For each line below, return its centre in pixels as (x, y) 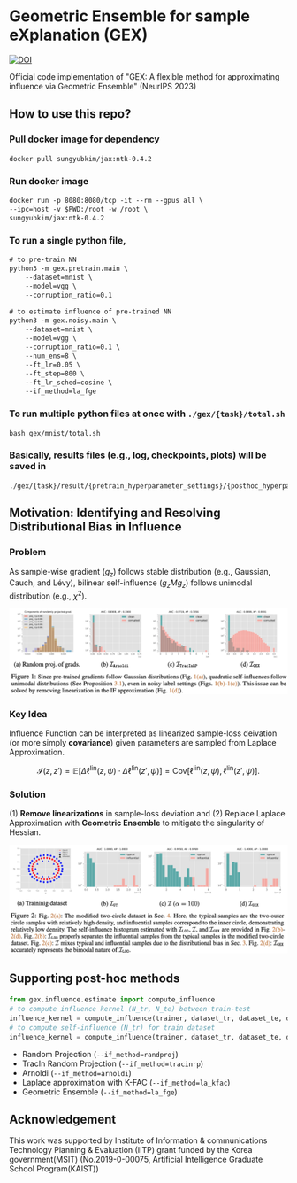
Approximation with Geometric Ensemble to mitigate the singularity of (137, 823)
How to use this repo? (70, 114)
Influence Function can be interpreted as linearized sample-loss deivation (143, 733)
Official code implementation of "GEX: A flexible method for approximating (145, 76)
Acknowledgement (63, 1119)
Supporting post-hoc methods (95, 978)
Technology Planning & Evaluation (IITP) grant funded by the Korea (131, 1150)
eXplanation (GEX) (79, 35)
